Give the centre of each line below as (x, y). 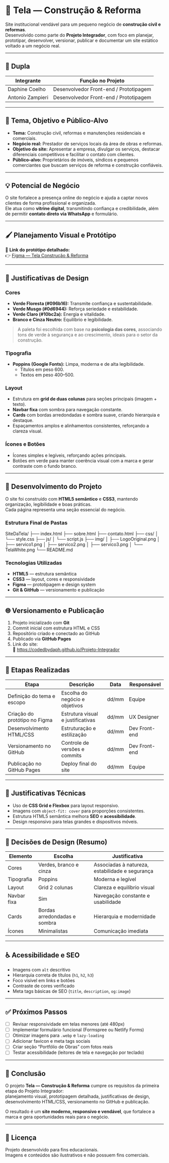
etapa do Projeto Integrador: (34, 1091)
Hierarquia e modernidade (125, 916)
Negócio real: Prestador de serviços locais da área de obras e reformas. (88, 143)
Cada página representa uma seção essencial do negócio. (65, 509)
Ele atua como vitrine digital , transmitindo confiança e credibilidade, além (82, 209)
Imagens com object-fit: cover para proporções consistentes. (78, 811)
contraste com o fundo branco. (45, 466)
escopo (17, 702)
